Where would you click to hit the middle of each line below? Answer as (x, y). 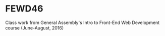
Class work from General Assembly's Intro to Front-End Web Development (82, 22)
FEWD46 (24, 9)
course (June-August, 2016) (35, 27)
